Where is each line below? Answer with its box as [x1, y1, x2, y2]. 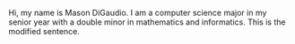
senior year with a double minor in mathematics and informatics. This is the [8, 17, 286, 27]
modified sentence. [8, 26, 80, 36]
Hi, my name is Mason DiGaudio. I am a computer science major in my [8, 8, 267, 18]
